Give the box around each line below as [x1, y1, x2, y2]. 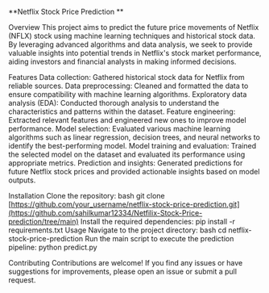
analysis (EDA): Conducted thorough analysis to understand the [8, 98, 220, 107]
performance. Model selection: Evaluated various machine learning [8, 124, 231, 133]
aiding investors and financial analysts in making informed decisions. [8, 57, 237, 66]
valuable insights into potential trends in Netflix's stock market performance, [8, 48, 262, 57]
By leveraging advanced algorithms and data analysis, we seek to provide [8, 40, 253, 49]
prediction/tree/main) [8, 217, 79, 226]
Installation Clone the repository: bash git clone [8, 191, 165, 200]
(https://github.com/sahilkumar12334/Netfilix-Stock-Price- [8, 208, 203, 217]
